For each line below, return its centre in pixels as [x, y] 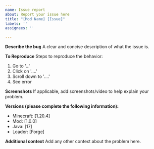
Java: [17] [22, 127]
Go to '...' [21, 66]
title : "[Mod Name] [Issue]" [35, 19]
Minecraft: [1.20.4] [31, 116]
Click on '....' [25, 71]
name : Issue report [25, 10]
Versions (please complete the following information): [62, 106]
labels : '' [16, 24]
